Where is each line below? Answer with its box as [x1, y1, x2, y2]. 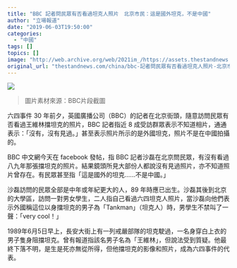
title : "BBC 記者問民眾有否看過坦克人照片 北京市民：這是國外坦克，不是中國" [7, 10, 212, 18]
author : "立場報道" [7, 17, 61, 24]
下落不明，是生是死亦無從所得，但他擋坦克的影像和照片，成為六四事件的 [13, 244, 224, 252]
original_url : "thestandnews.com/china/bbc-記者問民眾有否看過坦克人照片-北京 [7, 63, 228, 70]
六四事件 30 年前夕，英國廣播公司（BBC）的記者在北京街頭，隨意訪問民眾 [7, 111, 223, 120]
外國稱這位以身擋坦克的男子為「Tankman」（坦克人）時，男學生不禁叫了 [13, 202, 223, 212]
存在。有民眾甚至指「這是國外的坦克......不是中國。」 [19, 170, 170, 178]
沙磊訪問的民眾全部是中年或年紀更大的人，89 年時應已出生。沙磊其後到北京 [7, 185, 227, 194]
